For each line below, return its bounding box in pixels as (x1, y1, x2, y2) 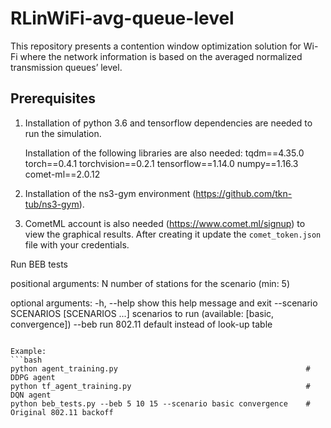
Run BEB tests (10, 258, 68, 270)
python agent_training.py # (10, 363, 311, 374)
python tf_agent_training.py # (10, 381, 311, 391)
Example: (10, 346, 47, 356)
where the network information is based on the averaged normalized (19, 50, 303, 62)
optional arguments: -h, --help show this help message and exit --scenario (10, 297, 318, 309)
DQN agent (10, 390, 52, 400)
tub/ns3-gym (24, 198, 80, 210)
